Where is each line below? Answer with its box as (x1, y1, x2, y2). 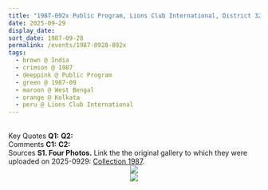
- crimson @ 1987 (15, 64, 73, 72)
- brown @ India (15, 57, 69, 65)
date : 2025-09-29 (8, 19, 66, 27)
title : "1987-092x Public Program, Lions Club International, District (8, 11, 251, 20)
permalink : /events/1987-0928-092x (8, 42, 127, 49)
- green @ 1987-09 (15, 78, 77, 86)
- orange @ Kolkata (15, 93, 81, 101)
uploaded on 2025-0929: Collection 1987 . (8, 156, 145, 166)
